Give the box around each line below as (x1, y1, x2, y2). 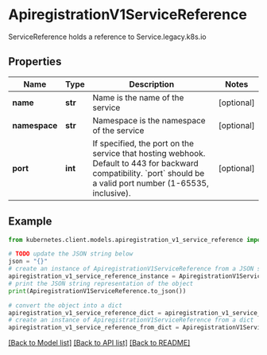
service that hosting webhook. (92, 147, 206, 158)
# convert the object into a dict (8, 301, 123, 310)
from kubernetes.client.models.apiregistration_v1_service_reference (8, 236, 244, 244)
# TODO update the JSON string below (8, 250, 133, 258)
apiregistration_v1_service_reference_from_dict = (8, 324, 180, 332)
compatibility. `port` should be (92, 167, 205, 178)
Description (129, 78, 175, 89)
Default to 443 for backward (92, 158, 199, 169)
